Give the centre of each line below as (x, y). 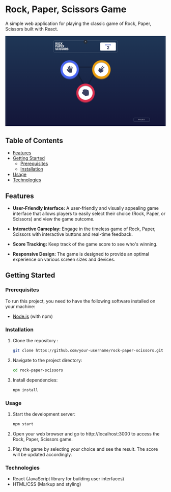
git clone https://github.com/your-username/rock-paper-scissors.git (88, 351)
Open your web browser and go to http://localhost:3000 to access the (86, 433)
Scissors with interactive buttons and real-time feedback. (73, 234)
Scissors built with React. (32, 29)
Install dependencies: (35, 380)
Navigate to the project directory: (47, 360)
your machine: (20, 306)
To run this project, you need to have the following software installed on (80, 301)
